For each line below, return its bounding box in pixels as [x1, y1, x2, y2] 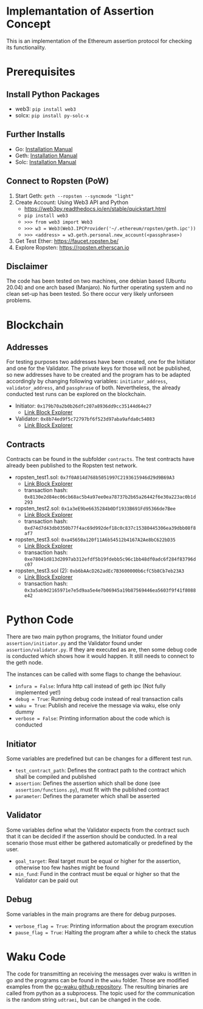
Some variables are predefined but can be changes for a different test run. [6, 754, 193, 762]
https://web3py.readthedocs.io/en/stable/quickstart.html [24, 205, 167, 212]
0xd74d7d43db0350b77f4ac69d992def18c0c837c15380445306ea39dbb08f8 [24, 525, 196, 532]
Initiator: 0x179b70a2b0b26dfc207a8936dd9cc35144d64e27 [15, 402, 152, 409]
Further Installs [6, 129, 66, 140]
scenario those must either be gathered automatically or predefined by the [6, 839, 193, 846]
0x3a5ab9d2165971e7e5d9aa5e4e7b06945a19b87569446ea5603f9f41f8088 [24, 587, 196, 593]
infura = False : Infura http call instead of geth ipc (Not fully [15, 682, 166, 690]
